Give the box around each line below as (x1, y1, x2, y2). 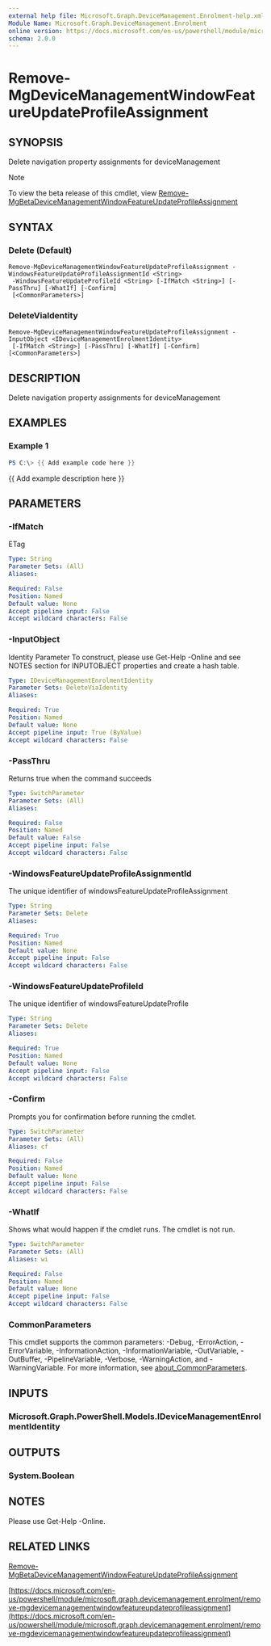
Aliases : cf (8, 1143, 48, 1151)
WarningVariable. (8, 1363, 66, 1373)
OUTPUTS (8, 1446, 60, 1459)
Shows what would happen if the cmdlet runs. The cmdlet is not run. (8, 1225, 236, 1235)
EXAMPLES (8, 416, 67, 430)
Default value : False (8, 834, 81, 842)
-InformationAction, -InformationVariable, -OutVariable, (56, 1346, 240, 1356)
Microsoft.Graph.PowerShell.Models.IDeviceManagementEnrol (8, 1411, 262, 1422)
